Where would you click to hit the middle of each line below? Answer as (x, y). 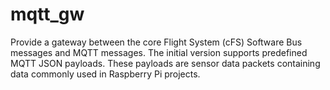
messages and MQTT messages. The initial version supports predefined (159, 52)
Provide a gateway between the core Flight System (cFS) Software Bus (156, 42)
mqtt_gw (47, 14)
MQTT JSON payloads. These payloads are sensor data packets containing (165, 63)
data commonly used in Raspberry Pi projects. (105, 74)
